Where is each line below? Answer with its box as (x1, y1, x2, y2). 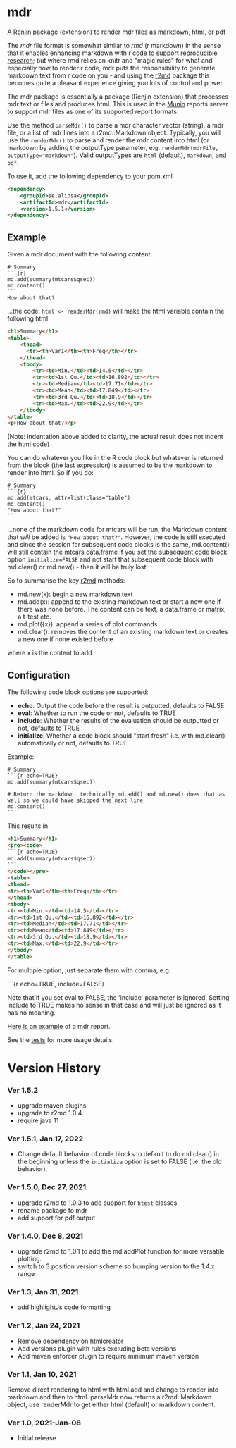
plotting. (17, 1255, 42, 1263)
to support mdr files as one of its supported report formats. (7, 107, 179, 116)
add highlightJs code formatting (17, 1303, 111, 1311)
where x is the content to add (7, 649, 93, 657)
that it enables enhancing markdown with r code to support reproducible (7, 49, 218, 57)
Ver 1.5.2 (7, 1085, 39, 1095)
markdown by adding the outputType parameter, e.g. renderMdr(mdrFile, (7, 143, 219, 151)
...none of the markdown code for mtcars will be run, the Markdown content (7, 526, 228, 534)
